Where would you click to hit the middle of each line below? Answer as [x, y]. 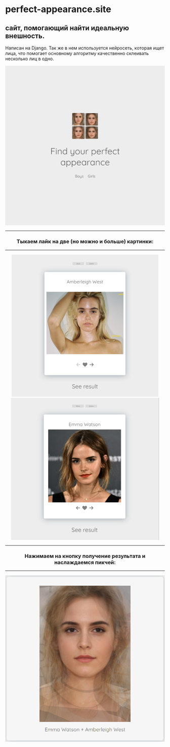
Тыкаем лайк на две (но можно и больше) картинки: [85, 242]
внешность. [25, 36]
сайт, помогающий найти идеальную [67, 28]
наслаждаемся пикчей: [85, 562]
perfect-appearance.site [58, 9]
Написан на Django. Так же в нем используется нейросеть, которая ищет [85, 48]
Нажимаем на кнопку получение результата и [85, 556]
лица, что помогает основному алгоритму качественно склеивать [77, 53]
